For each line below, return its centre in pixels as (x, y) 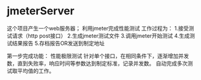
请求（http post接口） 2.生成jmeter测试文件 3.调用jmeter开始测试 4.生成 (101, 36)
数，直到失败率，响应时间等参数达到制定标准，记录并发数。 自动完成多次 (97, 63)
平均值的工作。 (36, 70)
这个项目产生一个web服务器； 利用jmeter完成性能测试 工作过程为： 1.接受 (98, 28)
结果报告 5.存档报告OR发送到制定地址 (58, 43)
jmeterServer (41, 11)
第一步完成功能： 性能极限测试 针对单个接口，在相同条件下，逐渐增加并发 (98, 56)
